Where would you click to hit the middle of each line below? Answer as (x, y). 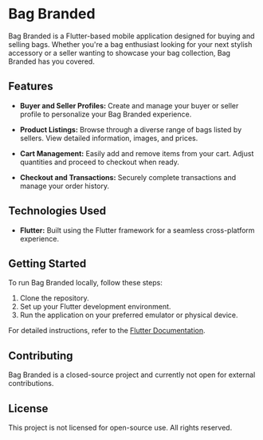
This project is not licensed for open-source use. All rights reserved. (120, 428)
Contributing (41, 356)
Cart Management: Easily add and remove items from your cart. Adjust (137, 153)
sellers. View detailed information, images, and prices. (109, 138)
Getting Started (47, 263)
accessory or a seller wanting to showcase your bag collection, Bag (120, 53)
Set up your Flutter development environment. (95, 307)
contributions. (31, 383)
